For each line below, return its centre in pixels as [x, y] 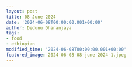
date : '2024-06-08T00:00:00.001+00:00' [55, 22]
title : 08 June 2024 [31, 17]
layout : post [22, 11]
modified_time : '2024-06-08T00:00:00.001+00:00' [66, 50]
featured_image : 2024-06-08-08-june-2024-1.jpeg [66, 55]
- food [14, 38]
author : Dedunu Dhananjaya [39, 28]
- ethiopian [20, 44]
